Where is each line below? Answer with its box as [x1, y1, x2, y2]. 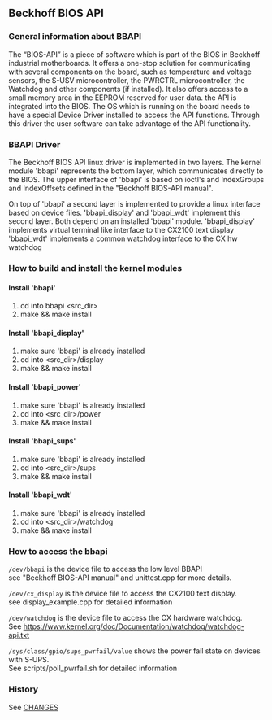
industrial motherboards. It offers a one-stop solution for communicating [8, 58, 251, 68]
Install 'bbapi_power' [8, 382, 81, 391]
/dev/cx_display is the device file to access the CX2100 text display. [8, 589, 237, 599]
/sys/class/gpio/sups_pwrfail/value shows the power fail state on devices [8, 646, 261, 656]
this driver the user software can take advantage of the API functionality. [8, 118, 252, 129]
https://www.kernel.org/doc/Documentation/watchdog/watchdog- [23, 622, 245, 631]
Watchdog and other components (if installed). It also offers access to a [8, 84, 248, 94]
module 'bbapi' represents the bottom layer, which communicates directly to [8, 166, 264, 176]
